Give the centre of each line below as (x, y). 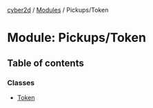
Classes (21, 83)
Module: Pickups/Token (77, 38)
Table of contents (45, 63)
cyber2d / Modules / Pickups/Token (58, 10)
